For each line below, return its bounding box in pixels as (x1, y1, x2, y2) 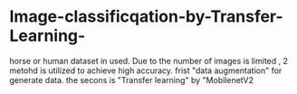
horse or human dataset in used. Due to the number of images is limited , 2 (9, 55, 288, 66)
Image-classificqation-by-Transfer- (9, 6, 283, 27)
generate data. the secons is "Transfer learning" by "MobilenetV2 (9, 74, 254, 85)
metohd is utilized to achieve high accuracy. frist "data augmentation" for (9, 65, 283, 76)
